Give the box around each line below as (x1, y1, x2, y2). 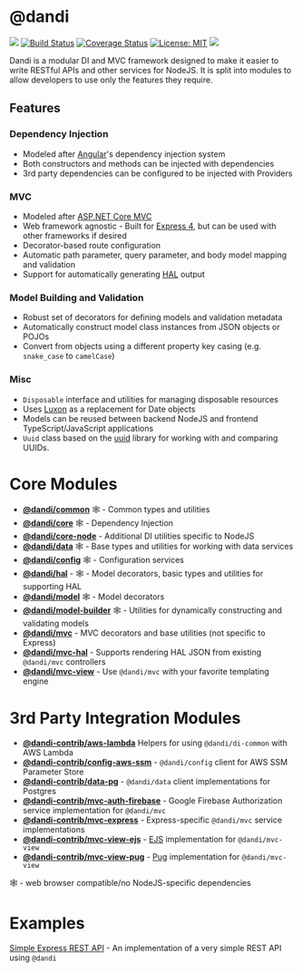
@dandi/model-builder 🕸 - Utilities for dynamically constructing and (22, 605, 283, 616)
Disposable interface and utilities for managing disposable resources (22, 394, 279, 404)
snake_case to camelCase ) (22, 351, 115, 362)
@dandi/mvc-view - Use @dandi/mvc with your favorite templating (22, 666, 269, 677)
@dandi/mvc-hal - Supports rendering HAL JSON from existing (22, 646, 262, 658)
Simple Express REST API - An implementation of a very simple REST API (9, 943, 282, 954)
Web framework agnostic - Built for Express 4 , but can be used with (22, 220, 277, 231)
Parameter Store (22, 766, 84, 777)
